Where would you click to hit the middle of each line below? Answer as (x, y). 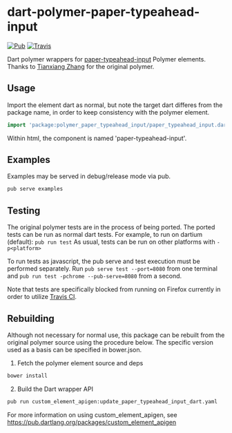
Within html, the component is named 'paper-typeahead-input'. (97, 138)
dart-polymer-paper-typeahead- (104, 12)
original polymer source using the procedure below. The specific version (110, 342)
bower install (28, 376)
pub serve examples (35, 189)
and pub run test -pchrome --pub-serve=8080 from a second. (95, 276)
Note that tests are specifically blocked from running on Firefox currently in (114, 289)
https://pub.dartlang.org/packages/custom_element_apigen (92, 422)
